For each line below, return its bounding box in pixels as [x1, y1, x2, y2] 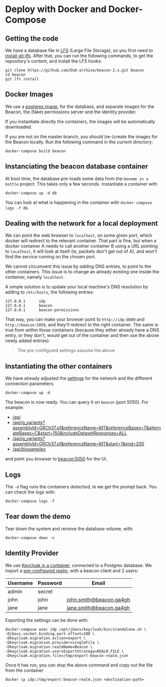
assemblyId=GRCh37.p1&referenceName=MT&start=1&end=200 [12, 441, 144, 447]
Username [7, 579, 33, 586]
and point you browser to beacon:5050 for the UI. [5, 456, 107, 462]
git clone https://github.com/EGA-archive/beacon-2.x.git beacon [5, 68, 144, 73]
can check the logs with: [5, 489, 56, 495]
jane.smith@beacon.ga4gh [66, 604, 130, 611]
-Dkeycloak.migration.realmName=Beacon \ [5, 644, 93, 649]
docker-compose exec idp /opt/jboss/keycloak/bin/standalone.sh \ [5, 627, 146, 632]
